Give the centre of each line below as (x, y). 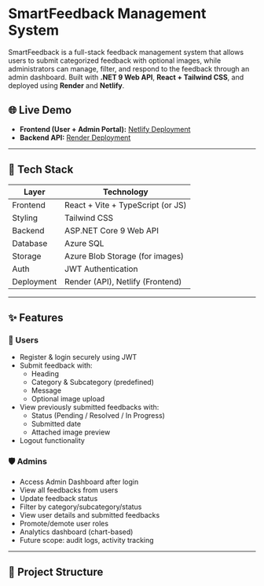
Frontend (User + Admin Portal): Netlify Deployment (105, 129)
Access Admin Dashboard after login (79, 482)
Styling (25, 218)
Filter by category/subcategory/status (81, 507)
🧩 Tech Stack (41, 170)
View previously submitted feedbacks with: (89, 407)
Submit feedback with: (56, 365)
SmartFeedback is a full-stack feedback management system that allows (126, 52)
